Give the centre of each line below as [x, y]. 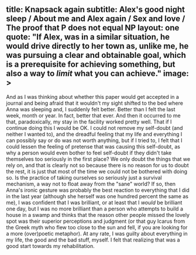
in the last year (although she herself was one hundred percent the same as [97, 196]
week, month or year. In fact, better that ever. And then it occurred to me [93, 115]
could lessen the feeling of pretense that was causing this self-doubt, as [93, 146]
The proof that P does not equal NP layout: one [93, 28]
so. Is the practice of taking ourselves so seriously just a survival [84, 177]
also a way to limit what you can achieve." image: [97, 73]
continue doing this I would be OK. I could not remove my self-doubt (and [94, 127]
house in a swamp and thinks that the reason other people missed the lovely [98, 215]
